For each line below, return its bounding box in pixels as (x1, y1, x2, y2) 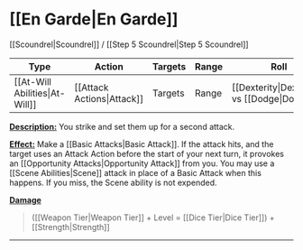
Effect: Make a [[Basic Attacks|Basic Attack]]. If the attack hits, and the (9, 138, 274, 149)
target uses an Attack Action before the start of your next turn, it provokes (9, 148, 284, 159)
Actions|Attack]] (74, 92, 144, 105)
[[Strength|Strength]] (31, 221, 110, 232)
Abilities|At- (14, 87, 66, 99)
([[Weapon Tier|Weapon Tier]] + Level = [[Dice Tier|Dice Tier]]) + (31, 212, 275, 223)
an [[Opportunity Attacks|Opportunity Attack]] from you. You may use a (9, 158, 275, 169)
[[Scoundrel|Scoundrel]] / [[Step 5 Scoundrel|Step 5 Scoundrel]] (9, 39, 250, 50)
